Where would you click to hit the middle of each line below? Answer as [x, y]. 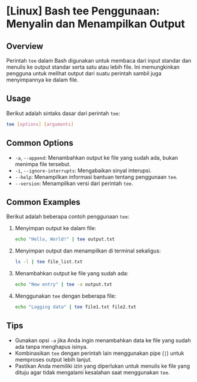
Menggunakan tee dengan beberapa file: [65, 296]
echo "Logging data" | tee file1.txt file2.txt [76, 307]
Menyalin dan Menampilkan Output [95, 24]
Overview [25, 46]
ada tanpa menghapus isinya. [51, 346]
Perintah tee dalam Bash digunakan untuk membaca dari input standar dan [99, 61]
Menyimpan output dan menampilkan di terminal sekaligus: [88, 251]
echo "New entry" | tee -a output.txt [63, 284]
